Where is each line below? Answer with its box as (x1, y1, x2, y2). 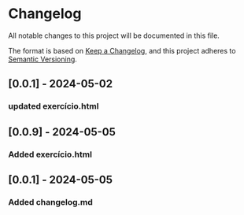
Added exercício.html (8, 149, 93, 160)
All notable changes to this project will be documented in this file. (8, 31, 220, 40)
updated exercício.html (8, 101, 99, 112)
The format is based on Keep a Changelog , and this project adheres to (8, 46, 236, 55)
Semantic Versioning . (8, 54, 77, 64)
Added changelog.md (8, 196, 93, 207)
